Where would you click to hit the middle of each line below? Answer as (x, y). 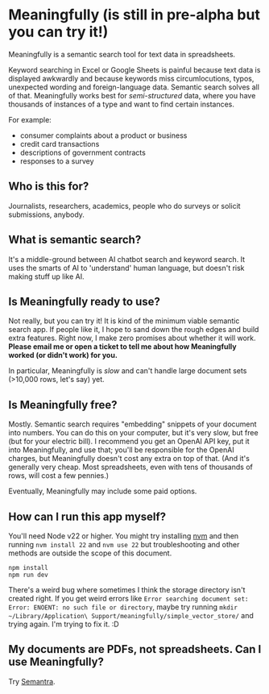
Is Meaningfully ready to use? (85, 301)
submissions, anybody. (46, 214)
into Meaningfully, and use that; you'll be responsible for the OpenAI (122, 450)
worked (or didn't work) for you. (63, 355)
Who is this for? (49, 187)
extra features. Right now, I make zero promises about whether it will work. (132, 338)
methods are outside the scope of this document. (90, 553)
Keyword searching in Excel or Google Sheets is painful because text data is (134, 69)
